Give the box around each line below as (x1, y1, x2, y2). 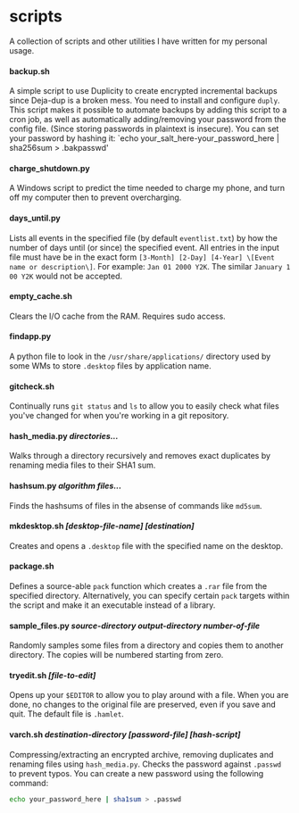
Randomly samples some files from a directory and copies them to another (9, 640, 284, 651)
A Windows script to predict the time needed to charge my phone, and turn (9, 183, 286, 194)
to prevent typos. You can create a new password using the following (9, 767, 264, 778)
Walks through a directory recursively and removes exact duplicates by (9, 451, 270, 461)
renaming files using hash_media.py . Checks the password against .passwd (9, 759, 282, 769)
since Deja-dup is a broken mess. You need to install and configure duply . (9, 95, 280, 106)
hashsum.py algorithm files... (9, 480, 122, 491)
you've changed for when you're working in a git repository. (9, 411, 229, 421)
